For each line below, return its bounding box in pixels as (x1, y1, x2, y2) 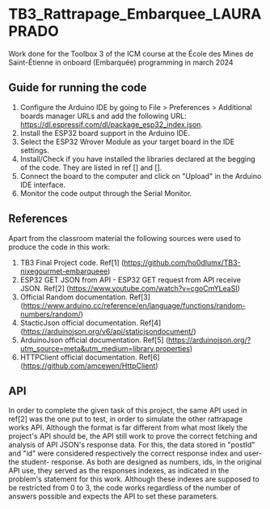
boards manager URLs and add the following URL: (19, 111, 188, 121)
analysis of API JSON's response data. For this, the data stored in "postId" (8, 440, 255, 450)
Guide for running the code (8, 81, 147, 95)
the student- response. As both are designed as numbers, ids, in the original (8, 457, 262, 467)
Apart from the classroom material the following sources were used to (8, 233, 241, 243)
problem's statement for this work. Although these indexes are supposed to (8, 474, 260, 484)
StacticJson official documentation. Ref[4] (19, 317, 162, 328)
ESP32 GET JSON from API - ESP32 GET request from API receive (19, 274, 241, 284)
